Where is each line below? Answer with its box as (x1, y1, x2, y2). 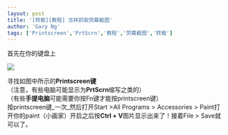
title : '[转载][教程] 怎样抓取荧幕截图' (7, 17, 113, 24)
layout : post (7, 10, 45, 17)
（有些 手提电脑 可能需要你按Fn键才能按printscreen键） (7, 94, 163, 102)
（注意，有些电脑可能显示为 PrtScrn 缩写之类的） (7, 86, 146, 94)
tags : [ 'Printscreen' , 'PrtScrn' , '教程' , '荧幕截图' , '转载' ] (7, 29, 173, 37)
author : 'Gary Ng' (7, 23, 60, 30)
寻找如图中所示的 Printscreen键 (7, 77, 97, 85)
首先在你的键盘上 (7, 49, 56, 57)
